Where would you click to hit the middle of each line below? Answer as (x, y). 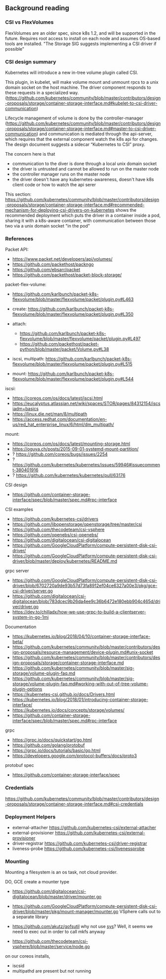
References (19, 238)
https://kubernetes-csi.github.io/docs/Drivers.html (63, 694)
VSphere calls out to (140, 912)
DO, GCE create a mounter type (37, 882)
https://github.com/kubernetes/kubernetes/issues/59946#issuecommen (86, 465)
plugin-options (27, 689)
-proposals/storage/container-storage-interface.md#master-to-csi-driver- (81, 128)
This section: (18, 194)
